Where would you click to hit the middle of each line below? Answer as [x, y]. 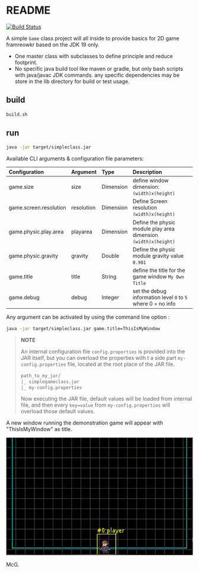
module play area [153, 229]
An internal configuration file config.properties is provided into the [103, 352]
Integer [110, 297]
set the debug [150, 291]
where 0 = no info [154, 304]
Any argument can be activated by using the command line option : [88, 317]
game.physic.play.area [36, 232]
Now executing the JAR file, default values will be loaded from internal [106, 398]
